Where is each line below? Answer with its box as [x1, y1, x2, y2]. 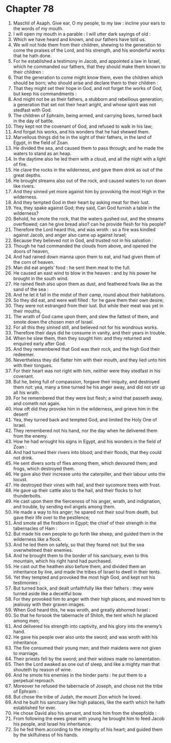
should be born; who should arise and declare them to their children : [13, 80, 158, 86]
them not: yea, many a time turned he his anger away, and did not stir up [13, 384, 165, 390]
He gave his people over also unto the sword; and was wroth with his [13, 634, 158, 640]
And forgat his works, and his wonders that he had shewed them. [13, 128, 150, 134]
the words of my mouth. [13, 25, 64, 31]
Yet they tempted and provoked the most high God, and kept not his [13, 574, 156, 580]
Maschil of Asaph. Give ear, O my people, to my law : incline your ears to [13, 20, 165, 26]
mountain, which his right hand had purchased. [13, 558, 112, 564]
